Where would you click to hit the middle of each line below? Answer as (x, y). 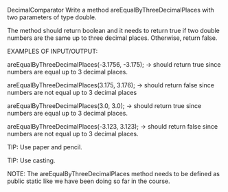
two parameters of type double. (52, 17)
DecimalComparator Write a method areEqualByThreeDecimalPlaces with (111, 10)
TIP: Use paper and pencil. (45, 147)
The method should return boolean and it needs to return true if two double (113, 31)
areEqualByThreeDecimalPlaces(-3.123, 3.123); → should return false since (113, 126)
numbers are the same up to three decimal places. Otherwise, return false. (112, 38)
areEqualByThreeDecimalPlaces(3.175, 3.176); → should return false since (111, 85)
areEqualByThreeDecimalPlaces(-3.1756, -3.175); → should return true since (114, 64)
